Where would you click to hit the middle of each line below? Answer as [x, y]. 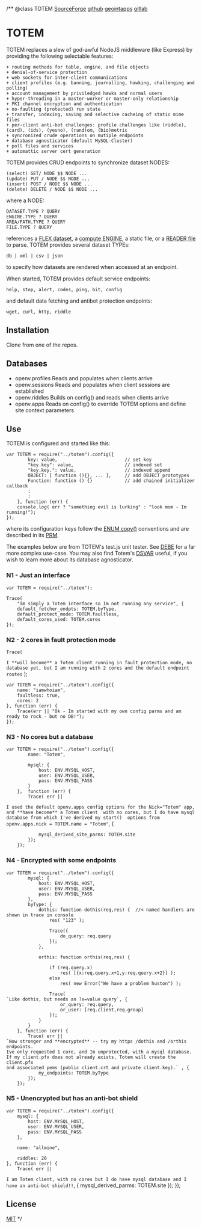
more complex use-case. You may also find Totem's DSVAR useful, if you [97, 554]
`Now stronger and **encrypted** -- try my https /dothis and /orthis [96, 1041]
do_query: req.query [86, 936]
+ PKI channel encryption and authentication [64, 104]
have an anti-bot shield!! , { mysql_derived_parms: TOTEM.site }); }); [93, 1185]
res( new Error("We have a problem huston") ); [121, 983]
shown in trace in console [40, 915]
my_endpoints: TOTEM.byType [74, 1073]
